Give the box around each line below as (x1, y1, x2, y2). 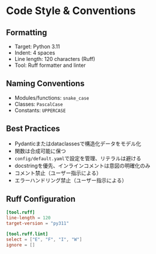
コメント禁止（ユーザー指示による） (14, 169, 102, 177)
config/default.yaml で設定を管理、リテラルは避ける (14, 154, 141, 162)
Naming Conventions (6, 79, 85, 89)
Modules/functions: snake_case (14, 94, 89, 101)
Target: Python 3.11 (14, 43, 60, 50)
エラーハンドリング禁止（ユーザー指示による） (14, 177, 127, 184)
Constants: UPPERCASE (14, 107, 66, 114)
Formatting (6, 28, 47, 38)
